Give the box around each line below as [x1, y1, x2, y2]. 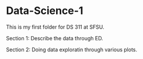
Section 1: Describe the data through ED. [6, 34, 103, 41]
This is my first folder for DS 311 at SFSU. [6, 23, 104, 30]
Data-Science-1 [6, 4, 83, 18]
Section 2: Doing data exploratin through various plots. [6, 46, 138, 53]
